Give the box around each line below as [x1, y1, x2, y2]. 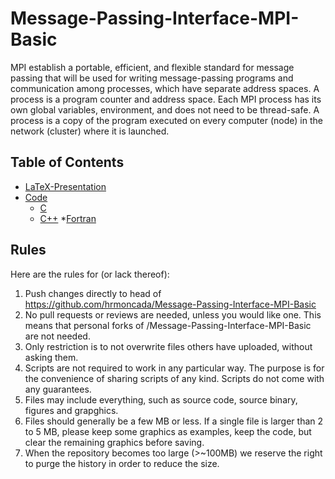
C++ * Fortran [39, 212, 97, 224]
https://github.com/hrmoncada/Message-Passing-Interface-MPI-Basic [24, 298, 317, 310]
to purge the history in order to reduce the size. [24, 457, 220, 469]
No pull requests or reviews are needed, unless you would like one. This [24, 308, 322, 321]
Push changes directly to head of [24, 287, 162, 299]
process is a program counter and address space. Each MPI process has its [10, 93, 322, 105]
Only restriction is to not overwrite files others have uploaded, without [24, 340, 313, 352]
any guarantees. [24, 383, 92, 395]
